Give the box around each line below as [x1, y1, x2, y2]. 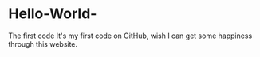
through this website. [8, 39, 78, 48]
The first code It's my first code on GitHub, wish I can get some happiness [8, 31, 253, 40]
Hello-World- [8, 5, 97, 23]
